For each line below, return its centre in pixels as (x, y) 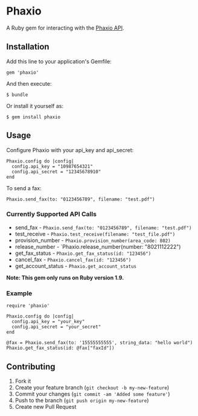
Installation (28, 47)
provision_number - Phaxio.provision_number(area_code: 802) (93, 240)
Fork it (23, 381)
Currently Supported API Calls (51, 214)
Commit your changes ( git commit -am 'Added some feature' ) (92, 394)
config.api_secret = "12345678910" (56, 171)
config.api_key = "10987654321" (53, 166)
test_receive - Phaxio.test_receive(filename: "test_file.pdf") (95, 234)
